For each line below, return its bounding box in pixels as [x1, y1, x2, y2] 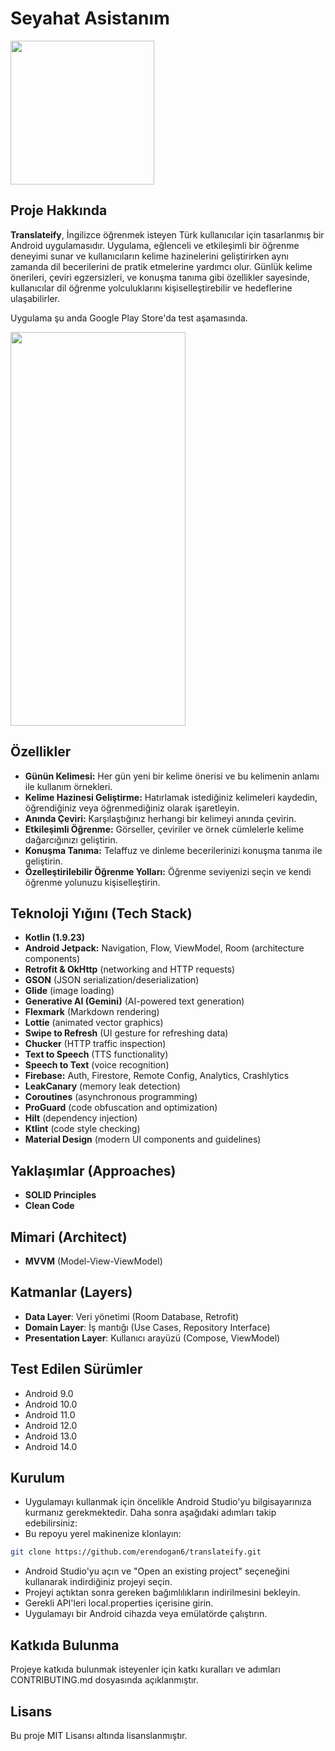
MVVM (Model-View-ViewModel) [24, 1255, 163, 1267]
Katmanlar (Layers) [10, 1284, 133, 1301]
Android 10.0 [24, 1398, 78, 1410]
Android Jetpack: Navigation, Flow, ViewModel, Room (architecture [24, 942, 305, 954]
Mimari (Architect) [10, 1228, 128, 1246]
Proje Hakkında [10, 202, 108, 219]
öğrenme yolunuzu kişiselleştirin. [24, 876, 161, 888]
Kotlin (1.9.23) [24, 932, 85, 944]
